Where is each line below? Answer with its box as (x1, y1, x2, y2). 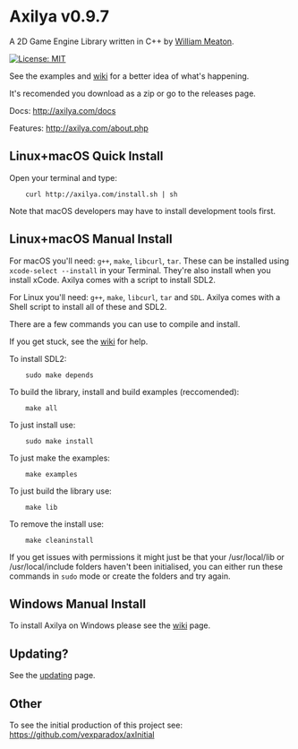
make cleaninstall (25, 536, 94, 545)
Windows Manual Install (9, 596, 146, 611)
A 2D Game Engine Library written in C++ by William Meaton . (9, 36, 234, 47)
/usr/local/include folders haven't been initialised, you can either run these (9, 561, 284, 572)
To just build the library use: (9, 486, 112, 496)
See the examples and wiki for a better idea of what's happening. (9, 70, 250, 82)
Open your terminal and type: (9, 172, 118, 183)
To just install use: (9, 419, 76, 430)
